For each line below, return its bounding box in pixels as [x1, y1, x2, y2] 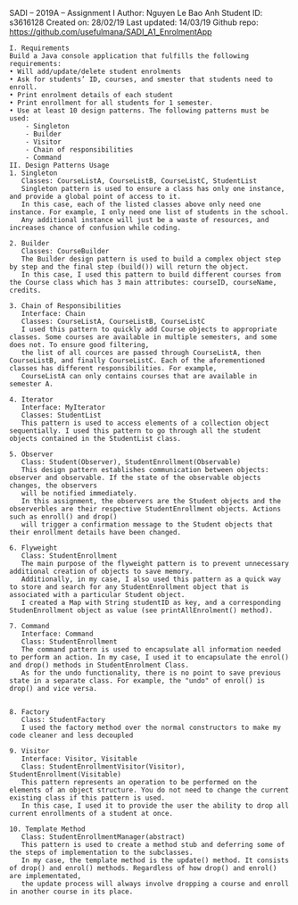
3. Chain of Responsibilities [9, 302, 122, 311]
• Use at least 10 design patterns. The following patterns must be [9, 106, 269, 115]
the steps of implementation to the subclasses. [9, 848, 194, 857]
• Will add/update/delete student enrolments [9, 67, 181, 76]
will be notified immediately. [21, 489, 138, 498]
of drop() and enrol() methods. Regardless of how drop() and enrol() [9, 864, 277, 873]
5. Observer [9, 450, 54, 459]
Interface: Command [21, 629, 94, 638]
